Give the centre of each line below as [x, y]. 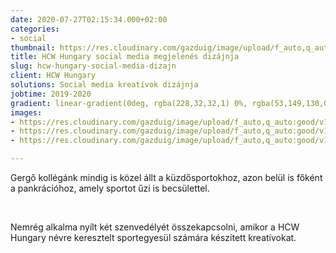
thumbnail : [33, 47]
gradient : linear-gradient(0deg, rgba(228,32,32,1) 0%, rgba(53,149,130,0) [171, 103]
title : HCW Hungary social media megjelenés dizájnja [125, 57]
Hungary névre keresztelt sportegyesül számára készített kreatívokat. [153, 237]
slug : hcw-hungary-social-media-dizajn [93, 66]
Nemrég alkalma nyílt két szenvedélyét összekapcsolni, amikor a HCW [155, 227]
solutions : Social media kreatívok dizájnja [104, 85]
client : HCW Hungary [53, 76]
